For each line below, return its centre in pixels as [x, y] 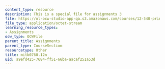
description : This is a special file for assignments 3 [63, 14]
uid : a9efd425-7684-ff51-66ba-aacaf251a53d [50, 59]
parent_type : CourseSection [34, 46]
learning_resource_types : [31, 28]
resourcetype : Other [26, 50]
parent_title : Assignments [33, 41]
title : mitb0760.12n [26, 55]
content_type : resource [29, 9]
